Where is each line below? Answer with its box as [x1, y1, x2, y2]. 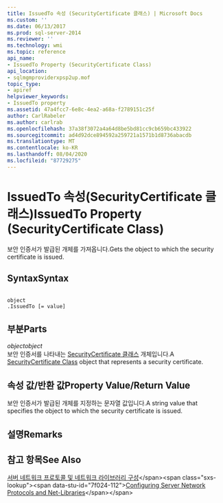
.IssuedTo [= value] [7, 303, 67, 310]
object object [7, 342, 43, 350]
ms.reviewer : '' [7, 36, 54, 43]
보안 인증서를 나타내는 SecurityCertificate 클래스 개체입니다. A [7, 350, 175, 358]
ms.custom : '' [7, 17, 48, 23]
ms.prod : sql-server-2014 [7, 29, 81, 36]
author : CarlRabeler [7, 112, 67, 119]
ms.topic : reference [7, 49, 67, 56]
